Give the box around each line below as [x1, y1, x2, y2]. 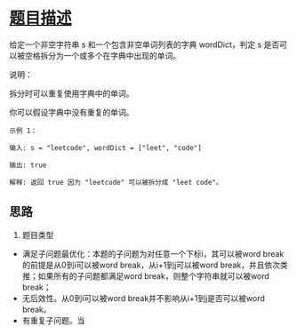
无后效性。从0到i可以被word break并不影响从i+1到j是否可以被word [21, 292, 265, 303]
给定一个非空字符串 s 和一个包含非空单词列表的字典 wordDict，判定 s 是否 [9, 39, 280, 50]
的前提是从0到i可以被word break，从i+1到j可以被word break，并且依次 [21, 259, 280, 270]
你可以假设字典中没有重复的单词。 [9, 107, 134, 117]
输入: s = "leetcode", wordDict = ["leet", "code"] [9, 143, 202, 152]
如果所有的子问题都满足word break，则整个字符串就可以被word [37, 270, 269, 281]
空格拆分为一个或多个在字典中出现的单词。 [24, 50, 181, 60]
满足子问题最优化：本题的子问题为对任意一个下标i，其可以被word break [21, 248, 285, 258]
